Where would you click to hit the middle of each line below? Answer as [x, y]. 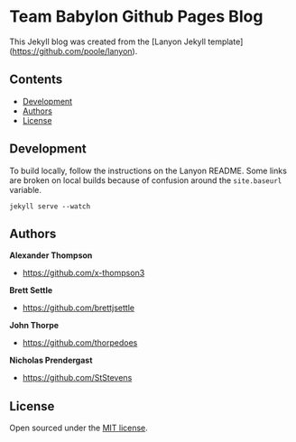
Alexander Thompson [51, 255]
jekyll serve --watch [50, 206]
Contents [36, 80]
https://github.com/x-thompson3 [83, 273]
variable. [26, 189]
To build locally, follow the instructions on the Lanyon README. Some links [148, 170]
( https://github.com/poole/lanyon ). [74, 51]
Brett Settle [31, 290]
